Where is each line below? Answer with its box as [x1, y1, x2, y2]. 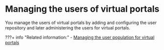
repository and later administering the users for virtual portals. [5, 25, 131, 30]
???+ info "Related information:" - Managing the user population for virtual [5, 34, 155, 40]
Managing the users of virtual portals [5, 3, 160, 15]
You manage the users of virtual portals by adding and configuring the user [5, 20, 157, 25]
